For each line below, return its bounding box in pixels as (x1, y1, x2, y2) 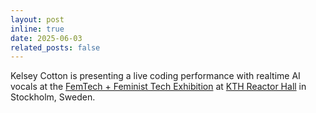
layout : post (10, 14, 65, 25)
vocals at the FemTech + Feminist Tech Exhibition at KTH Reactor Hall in (10, 81, 307, 93)
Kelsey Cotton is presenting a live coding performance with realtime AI (10, 70, 301, 82)
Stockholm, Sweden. (10, 91, 96, 103)
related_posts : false (10, 42, 101, 53)
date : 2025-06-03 (10, 33, 83, 43)
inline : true (10, 24, 65, 34)
